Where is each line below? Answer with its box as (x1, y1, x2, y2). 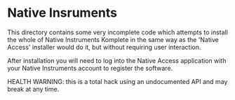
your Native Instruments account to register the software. (7, 64, 173, 72)
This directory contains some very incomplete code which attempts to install (7, 28, 228, 36)
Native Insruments (7, 5, 118, 21)
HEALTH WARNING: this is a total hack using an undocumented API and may (7, 77, 228, 85)
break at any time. (7, 85, 60, 93)
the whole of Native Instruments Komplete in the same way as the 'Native (7, 35, 219, 43)
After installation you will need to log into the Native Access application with (7, 56, 227, 64)
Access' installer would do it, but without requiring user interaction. (7, 43, 201, 51)
